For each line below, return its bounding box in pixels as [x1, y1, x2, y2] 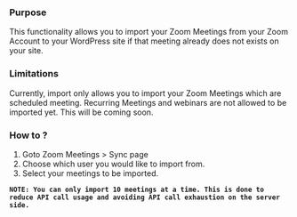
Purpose [9, 6, 47, 19]
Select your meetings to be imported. [21, 167, 158, 179]
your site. [9, 45, 44, 56]
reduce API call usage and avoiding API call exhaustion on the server [9, 193, 280, 202]
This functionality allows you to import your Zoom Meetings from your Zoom [9, 27, 289, 37]
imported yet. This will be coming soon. [9, 107, 154, 117]
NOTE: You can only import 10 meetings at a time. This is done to [9, 185, 265, 194]
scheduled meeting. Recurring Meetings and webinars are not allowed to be [9, 97, 287, 108]
